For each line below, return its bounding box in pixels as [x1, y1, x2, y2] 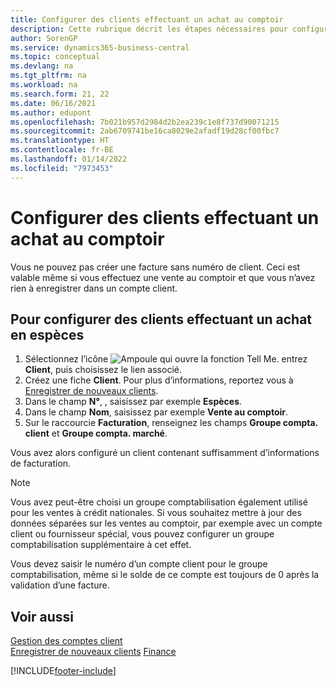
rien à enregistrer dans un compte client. [10, 282, 178, 294]
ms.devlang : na [10, 61, 74, 71]
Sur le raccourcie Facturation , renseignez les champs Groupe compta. [24, 417, 318, 429]
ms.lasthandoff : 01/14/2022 [10, 154, 128, 164]
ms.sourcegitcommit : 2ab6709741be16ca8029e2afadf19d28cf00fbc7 [10, 126, 280, 136]
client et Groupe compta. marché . [24, 427, 168, 440]
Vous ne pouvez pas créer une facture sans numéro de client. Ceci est [10, 261, 301, 273]
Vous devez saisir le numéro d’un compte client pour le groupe [10, 558, 268, 570]
